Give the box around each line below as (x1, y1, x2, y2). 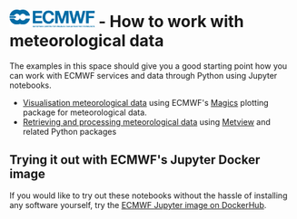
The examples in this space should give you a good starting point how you (9, 60, 288, 71)
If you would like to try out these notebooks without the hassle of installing (9, 190, 288, 201)
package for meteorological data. (22, 107, 147, 118)
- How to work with (98, 11, 244, 32)
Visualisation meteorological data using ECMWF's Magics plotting (22, 97, 270, 108)
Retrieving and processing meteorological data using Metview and (22, 116, 271, 127)
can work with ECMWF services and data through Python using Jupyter (9, 70, 278, 81)
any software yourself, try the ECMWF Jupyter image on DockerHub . (9, 200, 267, 211)
